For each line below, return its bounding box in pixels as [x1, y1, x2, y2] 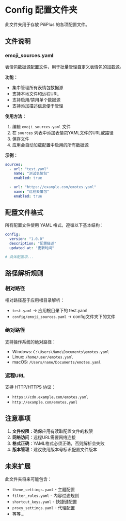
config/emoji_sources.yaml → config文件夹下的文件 [12, 313, 115, 320]
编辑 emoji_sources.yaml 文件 [12, 123, 71, 129]
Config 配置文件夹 [5, 4, 78, 16]
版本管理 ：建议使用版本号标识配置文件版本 [12, 446, 97, 452]
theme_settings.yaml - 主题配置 [12, 486, 75, 492]
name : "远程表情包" [14, 189, 49, 194]
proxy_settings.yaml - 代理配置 [12, 504, 75, 510]
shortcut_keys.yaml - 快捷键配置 [12, 499, 77, 504]
